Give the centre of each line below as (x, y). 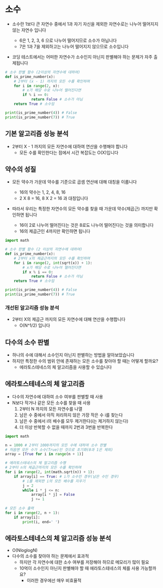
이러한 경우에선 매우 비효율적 (54, 581)
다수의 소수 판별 (27, 342)
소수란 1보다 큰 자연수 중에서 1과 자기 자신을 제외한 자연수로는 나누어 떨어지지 (85, 24)
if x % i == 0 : (38, 272)
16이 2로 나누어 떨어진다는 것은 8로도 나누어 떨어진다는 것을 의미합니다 (87, 225)
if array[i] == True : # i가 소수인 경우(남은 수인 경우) (66, 476)
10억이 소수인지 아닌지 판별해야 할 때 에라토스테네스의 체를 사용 (79, 568)
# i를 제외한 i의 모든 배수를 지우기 (54, 481)
